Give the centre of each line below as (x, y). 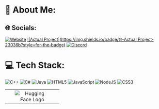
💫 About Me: (31, 10)
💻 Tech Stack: (35, 65)
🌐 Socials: (21, 28)
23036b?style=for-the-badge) (35, 45)
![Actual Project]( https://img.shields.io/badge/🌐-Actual (82, 39)
